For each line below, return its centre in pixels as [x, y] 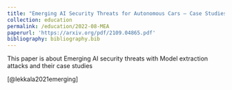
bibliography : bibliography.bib [54, 39]
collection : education [40, 20]
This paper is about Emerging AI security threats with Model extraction [108, 58]
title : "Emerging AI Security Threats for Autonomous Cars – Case [105, 13]
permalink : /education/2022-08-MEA [58, 26]
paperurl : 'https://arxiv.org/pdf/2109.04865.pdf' [81, 33]
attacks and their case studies [50, 66]
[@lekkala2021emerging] [42, 79]
